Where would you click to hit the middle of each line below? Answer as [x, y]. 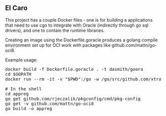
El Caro [17, 8]
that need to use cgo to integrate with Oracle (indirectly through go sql [77, 25]
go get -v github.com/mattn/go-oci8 [49, 103]
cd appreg [17, 94]
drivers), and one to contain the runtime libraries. [55, 30]
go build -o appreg [29, 108]
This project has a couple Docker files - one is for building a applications [79, 20]
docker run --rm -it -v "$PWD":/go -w [52, 79]
